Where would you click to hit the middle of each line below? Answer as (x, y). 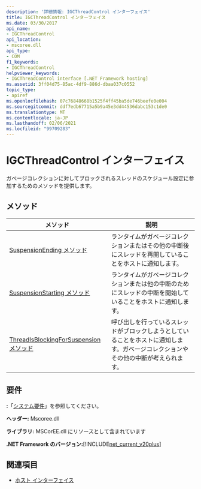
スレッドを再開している (150, 254)
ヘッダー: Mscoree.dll (33, 418)
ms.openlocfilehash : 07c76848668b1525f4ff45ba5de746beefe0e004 (87, 101)
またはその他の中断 (156, 245)
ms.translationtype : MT (36, 112)
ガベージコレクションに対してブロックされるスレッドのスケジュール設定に (98, 178)
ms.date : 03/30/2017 (32, 23)
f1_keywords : (22, 62)
